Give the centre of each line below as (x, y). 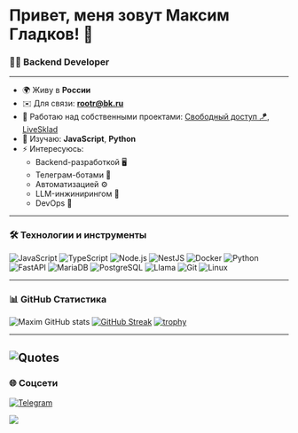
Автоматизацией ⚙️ (71, 185)
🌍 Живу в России (56, 91)
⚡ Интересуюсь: (53, 149)
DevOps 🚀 (54, 203)
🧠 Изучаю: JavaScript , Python (79, 139)
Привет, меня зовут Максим (119, 16)
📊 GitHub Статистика (58, 299)
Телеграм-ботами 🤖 (73, 175)
